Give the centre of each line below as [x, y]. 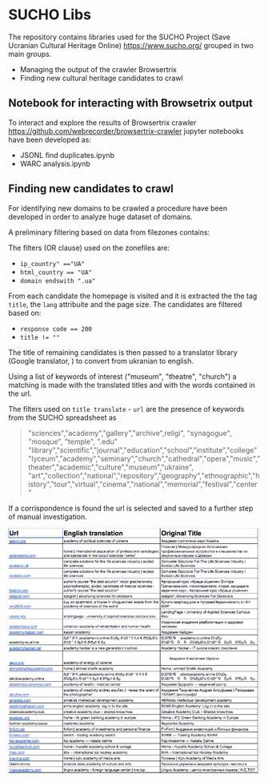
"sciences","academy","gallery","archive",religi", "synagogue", [130, 433]
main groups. [30, 54]
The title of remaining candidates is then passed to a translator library [123, 352]
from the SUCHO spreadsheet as [62, 417]
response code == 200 [56, 329]
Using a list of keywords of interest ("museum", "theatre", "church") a [123, 376]
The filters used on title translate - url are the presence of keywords [126, 409]
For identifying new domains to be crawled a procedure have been [118, 208]
